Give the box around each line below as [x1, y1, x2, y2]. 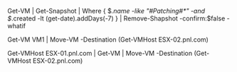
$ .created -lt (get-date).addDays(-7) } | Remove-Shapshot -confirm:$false [7, 14, 226, 23]
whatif [7, 22, 26, 30]
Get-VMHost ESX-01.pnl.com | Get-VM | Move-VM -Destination [7, 49, 193, 57]
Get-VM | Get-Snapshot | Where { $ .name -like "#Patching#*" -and [7, 7, 205, 15]
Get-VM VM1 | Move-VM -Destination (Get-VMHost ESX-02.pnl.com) [7, 35, 209, 44]
